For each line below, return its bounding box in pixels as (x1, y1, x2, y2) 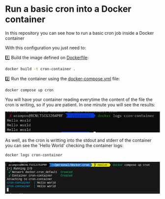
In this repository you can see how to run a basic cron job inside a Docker (5, 30, 154, 36)
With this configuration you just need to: (5, 45, 86, 50)
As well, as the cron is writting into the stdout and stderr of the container (5, 137, 152, 143)
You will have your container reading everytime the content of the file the (5, 97, 153, 102)
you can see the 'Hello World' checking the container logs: (5, 143, 124, 149)
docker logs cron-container (5, 153, 63, 158)
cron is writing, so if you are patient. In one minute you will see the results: (5, 101, 156, 107)
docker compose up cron (5, 87, 54, 93)
